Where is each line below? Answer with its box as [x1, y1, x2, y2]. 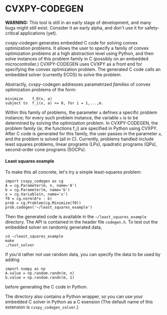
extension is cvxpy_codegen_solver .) [5, 304, 79, 310]
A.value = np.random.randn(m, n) [5, 271, 75, 276]
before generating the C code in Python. [5, 284, 88, 290]
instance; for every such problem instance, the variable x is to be [5, 114, 139, 120]
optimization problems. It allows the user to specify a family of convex [5, 45, 149, 51]
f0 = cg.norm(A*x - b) [5, 196, 52, 201]
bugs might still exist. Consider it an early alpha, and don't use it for [5, 24, 144, 30]
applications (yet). [20, 30, 57, 36]
